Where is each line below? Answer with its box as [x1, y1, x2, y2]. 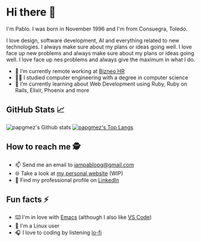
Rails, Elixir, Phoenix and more [14, 86, 89, 93]
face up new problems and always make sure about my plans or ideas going [6, 49, 194, 56]
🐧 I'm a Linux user [14, 222, 60, 229]
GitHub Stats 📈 [6, 105, 65, 115]
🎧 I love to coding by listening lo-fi [14, 229, 102, 236]
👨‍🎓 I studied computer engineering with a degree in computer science [14, 74, 188, 81]
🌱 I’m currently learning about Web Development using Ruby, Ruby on [14, 80, 188, 87]
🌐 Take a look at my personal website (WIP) [14, 170, 124, 177]
